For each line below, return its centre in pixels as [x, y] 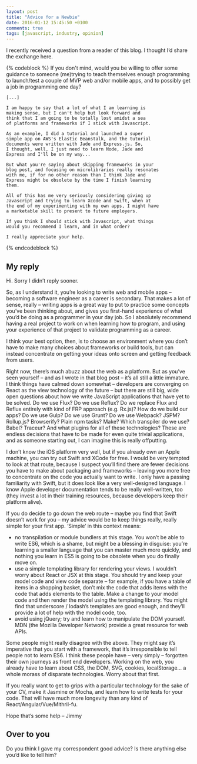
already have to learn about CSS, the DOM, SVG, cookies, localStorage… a [96, 668]
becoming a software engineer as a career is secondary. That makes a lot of [98, 298]
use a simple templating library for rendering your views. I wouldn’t [96, 568]
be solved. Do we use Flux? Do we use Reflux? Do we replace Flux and [92, 402]
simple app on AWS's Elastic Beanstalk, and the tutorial [79, 139]
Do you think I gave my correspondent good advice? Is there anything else [96, 748]
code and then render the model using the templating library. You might [101, 600]
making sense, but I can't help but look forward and [74, 113]
